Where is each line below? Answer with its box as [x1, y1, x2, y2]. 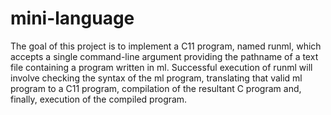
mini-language [10, 7, 135, 30]
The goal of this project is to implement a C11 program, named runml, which [10, 40, 322, 52]
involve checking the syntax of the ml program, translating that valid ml [10, 72, 303, 84]
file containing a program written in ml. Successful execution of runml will [10, 61, 313, 73]
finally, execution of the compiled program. [10, 93, 188, 105]
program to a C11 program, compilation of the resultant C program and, [10, 82, 302, 94]
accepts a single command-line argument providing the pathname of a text [10, 50, 319, 62]
